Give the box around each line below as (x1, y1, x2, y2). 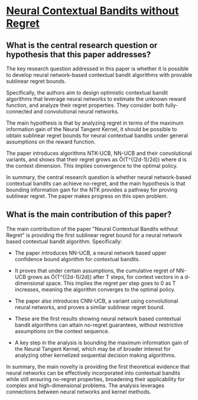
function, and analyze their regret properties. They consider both (6, 102, 164, 109)
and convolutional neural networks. (33, 108, 119, 115)
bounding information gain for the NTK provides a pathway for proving (6, 186, 178, 193)
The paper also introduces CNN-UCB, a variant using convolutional (14, 297, 178, 304)
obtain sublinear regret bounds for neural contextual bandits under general (6, 132, 188, 139)
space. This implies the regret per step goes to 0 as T (46, 279, 176, 287)
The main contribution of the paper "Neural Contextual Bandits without (6, 225, 178, 232)
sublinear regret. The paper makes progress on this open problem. (6, 193, 168, 199)
